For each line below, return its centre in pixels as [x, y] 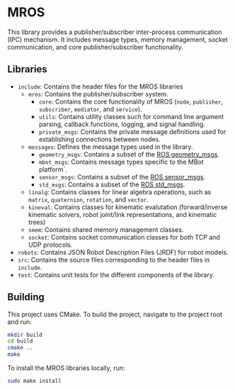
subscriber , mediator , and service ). [91, 109]
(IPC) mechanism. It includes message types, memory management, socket [117, 39]
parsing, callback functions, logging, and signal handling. [122, 124]
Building [26, 297]
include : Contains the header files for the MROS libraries [100, 87]
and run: [19, 322]
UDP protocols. [50, 245]
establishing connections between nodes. [99, 139]
